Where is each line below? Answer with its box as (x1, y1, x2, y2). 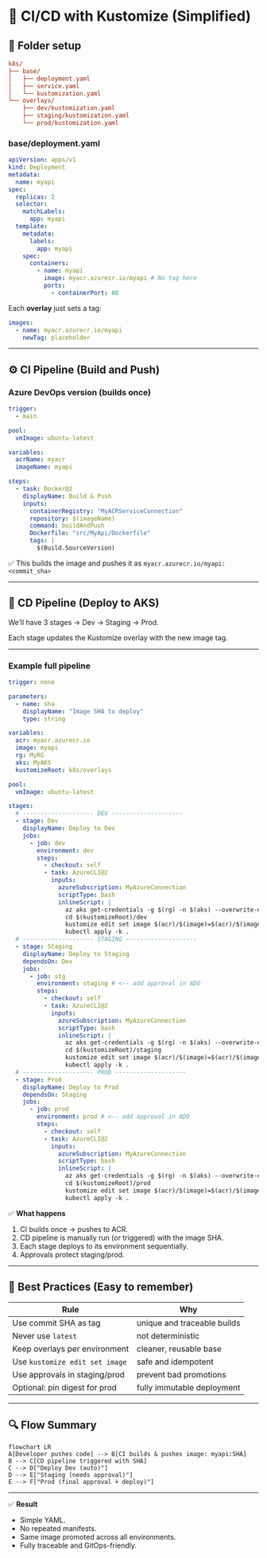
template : (15, 223, 48, 231)
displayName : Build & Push (22, 492, 112, 500)
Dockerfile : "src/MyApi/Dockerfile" (29, 529, 151, 538)
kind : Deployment (8, 163, 66, 172)
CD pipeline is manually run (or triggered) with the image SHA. (19, 1233, 224, 1242)
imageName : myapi (15, 463, 73, 472)
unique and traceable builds (136, 1317, 241, 1328)
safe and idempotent (136, 1356, 215, 1367)
